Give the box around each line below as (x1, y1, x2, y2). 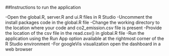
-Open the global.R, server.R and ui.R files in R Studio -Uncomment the (5, 14, 153, 20)
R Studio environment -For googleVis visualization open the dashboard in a (5, 41, 161, 47)
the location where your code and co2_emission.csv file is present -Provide (5, 25, 162, 31)
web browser (5, 46, 33, 52)
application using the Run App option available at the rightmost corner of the (5, 35, 164, 41)
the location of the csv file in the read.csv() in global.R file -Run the (5, 30, 145, 36)
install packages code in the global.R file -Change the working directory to (5, 20, 160, 25)
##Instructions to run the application (5, 5, 81, 10)
